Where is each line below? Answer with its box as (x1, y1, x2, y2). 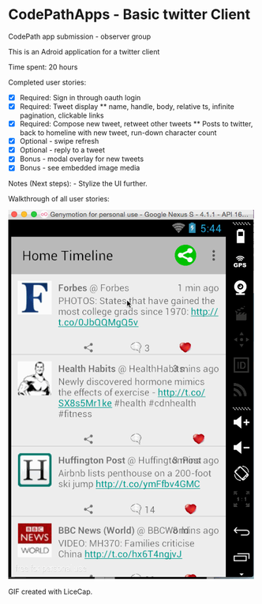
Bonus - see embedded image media (19, 163, 140, 173)
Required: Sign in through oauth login (19, 92, 141, 102)
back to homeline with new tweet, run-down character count (19, 128, 217, 137)
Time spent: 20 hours (8, 62, 78, 72)
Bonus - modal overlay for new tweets (19, 154, 144, 163)
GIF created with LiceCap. (8, 587, 93, 597)
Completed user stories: (8, 77, 87, 87)
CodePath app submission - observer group (8, 32, 152, 41)
